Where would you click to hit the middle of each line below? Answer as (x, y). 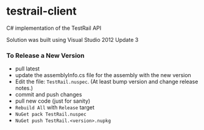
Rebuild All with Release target (55, 108)
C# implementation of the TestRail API (54, 28)
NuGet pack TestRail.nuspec (51, 115)
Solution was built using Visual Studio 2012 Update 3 (72, 39)
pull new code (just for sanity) (53, 101)
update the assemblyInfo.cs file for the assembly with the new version (103, 75)
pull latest (27, 69)
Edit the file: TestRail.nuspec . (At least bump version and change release (107, 82)
